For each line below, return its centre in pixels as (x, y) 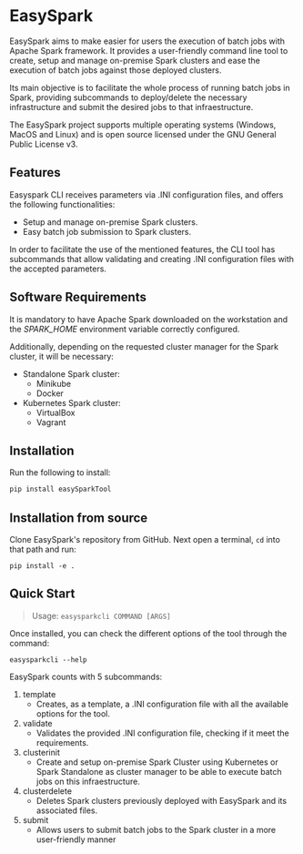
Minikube (53, 383)
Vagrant (51, 422)
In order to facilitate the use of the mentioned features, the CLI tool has (142, 249)
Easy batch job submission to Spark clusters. (107, 231)
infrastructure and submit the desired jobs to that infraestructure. (131, 107)
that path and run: (43, 549)
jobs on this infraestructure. (88, 781)
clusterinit (41, 752)
